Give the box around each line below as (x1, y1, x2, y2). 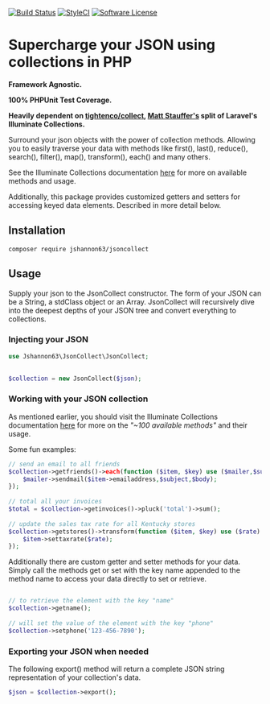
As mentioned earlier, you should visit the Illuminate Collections (8, 412, 219, 421)
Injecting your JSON (8, 334, 89, 346)
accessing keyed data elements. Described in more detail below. (8, 200, 222, 209)
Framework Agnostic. (8, 79, 83, 89)
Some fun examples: (8, 444, 76, 454)
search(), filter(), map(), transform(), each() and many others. (8, 151, 211, 161)
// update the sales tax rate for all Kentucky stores (8, 520, 196, 528)
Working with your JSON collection (8, 393, 149, 404)
